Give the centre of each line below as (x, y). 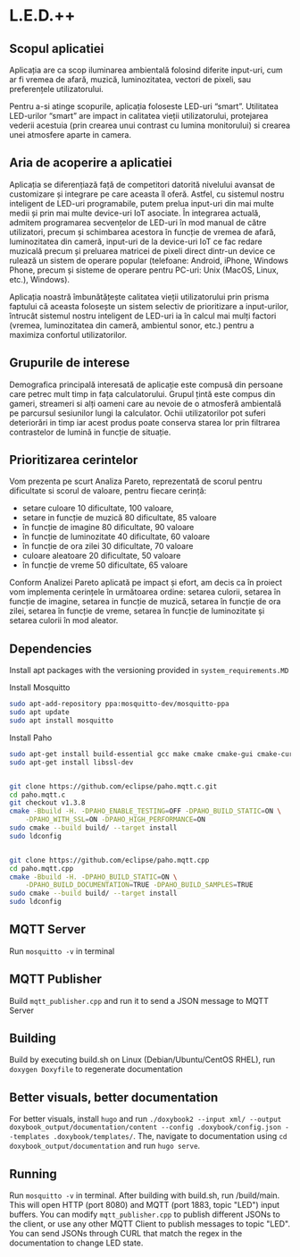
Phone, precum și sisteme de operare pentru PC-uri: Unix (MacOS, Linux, (144, 270)
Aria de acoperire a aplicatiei (91, 163)
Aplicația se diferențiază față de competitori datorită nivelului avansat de (142, 184)
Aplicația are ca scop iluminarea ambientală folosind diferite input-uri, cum (146, 70)
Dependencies (50, 649)
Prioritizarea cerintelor (74, 460)
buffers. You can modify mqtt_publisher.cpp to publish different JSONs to (145, 1215)
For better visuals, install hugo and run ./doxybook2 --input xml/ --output (146, 1119)
